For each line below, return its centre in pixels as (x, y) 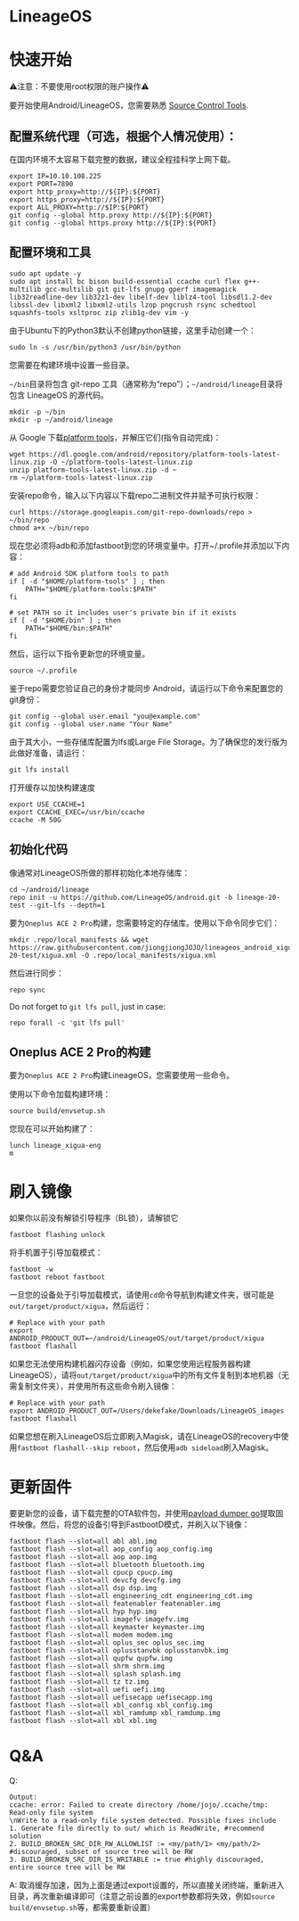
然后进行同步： (36, 973)
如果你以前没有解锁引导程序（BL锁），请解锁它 (94, 1218)
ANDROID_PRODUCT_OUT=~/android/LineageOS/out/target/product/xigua (137, 1339)
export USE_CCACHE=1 (48, 804)
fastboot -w (31, 1270)
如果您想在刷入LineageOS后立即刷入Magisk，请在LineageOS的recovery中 (145, 1437)
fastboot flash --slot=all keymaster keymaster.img (107, 1628)
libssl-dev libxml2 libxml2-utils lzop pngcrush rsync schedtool (133, 305)
